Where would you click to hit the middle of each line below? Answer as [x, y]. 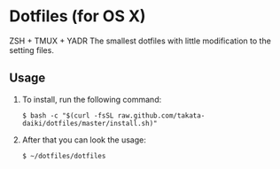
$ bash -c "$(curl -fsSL [68, 115]
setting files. [32, 50]
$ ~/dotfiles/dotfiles [64, 156]
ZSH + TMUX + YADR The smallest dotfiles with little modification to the [140, 41]
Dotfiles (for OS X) [78, 16]
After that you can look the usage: [84, 140]
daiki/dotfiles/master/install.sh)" [89, 123]
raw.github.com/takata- [161, 115]
